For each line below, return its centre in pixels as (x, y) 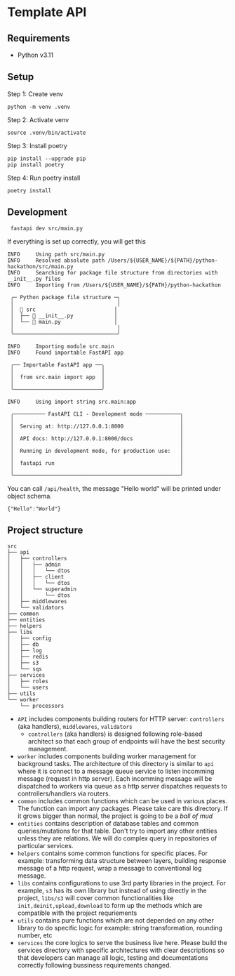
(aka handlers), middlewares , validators (75, 727)
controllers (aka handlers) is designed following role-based (115, 734)
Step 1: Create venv (35, 94)
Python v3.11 (35, 55)
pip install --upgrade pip (47, 159)
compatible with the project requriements (77, 913)
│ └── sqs (25, 669)
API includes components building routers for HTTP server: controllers (121, 719)
